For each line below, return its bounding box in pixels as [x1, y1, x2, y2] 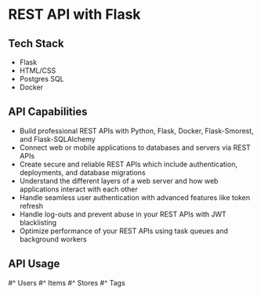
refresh [19, 201, 44, 210]
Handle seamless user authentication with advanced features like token [19, 192, 251, 202]
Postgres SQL [19, 75, 64, 83]
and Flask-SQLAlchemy [19, 134, 96, 144]
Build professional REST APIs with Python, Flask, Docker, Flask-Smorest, [19, 126, 254, 135]
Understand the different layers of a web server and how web [19, 176, 219, 185]
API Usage [8, 257, 60, 271]
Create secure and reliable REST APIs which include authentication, [19, 159, 237, 169]
